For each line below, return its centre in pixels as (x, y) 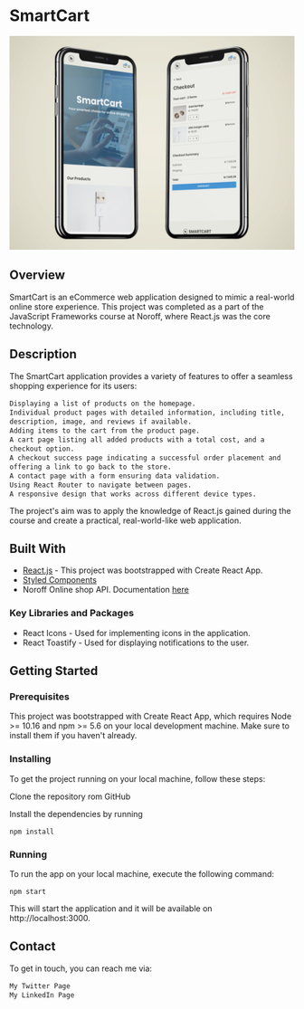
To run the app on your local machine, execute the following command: (142, 873)
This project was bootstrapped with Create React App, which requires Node (151, 717)
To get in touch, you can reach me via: (81, 968)
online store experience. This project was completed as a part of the (137, 306)
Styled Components (60, 580)
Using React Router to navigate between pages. (101, 485)
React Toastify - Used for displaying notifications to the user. (136, 643)
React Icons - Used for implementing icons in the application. (136, 633)
